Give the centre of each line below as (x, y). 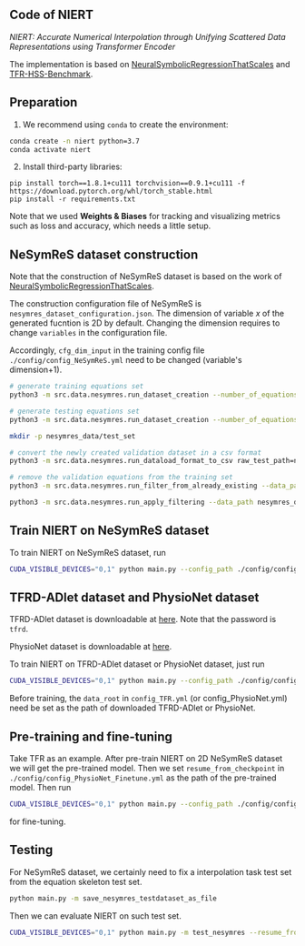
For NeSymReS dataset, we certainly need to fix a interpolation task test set (151, 871)
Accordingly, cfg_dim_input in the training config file (107, 350)
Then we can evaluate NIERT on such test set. (95, 916)
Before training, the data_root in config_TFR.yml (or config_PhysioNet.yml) (148, 699)
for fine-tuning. (38, 821)
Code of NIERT (51, 15)
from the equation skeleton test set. (76, 881)
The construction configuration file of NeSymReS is (106, 304)
